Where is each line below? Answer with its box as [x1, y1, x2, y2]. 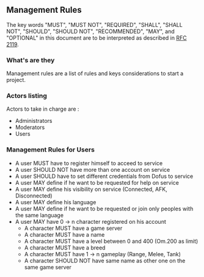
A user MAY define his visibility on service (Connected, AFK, [15, 185, 168, 193]
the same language [15, 211, 64, 219]
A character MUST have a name [24, 231, 105, 238]
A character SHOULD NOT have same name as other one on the [24, 257, 186, 264]
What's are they [6, 56, 55, 64]
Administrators [15, 117, 53, 125]
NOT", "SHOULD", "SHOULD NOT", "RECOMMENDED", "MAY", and [6, 28, 175, 35]
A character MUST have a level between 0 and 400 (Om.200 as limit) [24, 237, 199, 245]
